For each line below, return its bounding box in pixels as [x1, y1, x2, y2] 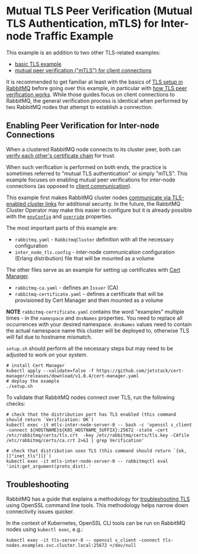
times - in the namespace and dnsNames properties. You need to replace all [6, 314, 183, 321]
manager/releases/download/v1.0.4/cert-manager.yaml [6, 372, 139, 379]
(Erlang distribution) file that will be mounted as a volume [14, 254, 155, 262]
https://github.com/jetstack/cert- [96, 368, 184, 374]
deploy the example [11, 378, 60, 384]
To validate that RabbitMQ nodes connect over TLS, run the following [6, 393, 175, 401]
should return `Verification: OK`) [6, 416, 94, 422]
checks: [6, 400, 25, 407]
